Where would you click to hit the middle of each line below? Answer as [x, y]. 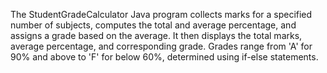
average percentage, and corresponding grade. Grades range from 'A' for [161, 46]
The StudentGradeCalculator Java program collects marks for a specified [161, 14]
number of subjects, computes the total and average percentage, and [153, 25]
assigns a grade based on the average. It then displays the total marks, [156, 35]
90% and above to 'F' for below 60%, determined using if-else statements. [164, 57]
